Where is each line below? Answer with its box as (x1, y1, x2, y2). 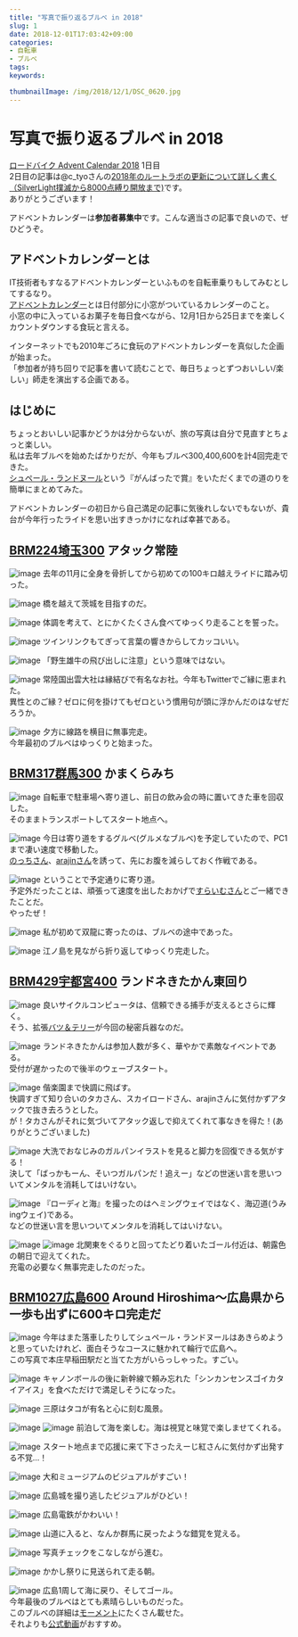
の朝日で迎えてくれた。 (9, 1250, 95, 1261)
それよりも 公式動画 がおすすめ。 (9, 1618, 126, 1629)
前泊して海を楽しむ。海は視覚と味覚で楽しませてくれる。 (76, 1422, 286, 1433)
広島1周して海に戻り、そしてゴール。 (43, 1585, 178, 1596)
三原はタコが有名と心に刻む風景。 (43, 1403, 168, 1414)
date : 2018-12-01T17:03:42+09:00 (9, 29, 133, 38)
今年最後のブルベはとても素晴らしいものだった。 (9, 1596, 189, 1607)
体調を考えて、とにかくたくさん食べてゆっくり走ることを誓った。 (43, 617, 284, 627)
